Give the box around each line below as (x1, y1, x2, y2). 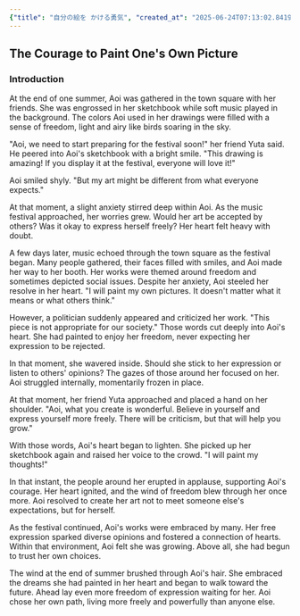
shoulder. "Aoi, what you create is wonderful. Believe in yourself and (9, 404, 261, 415)
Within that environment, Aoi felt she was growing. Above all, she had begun (9, 541, 290, 552)
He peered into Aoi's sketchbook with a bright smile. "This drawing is (9, 148, 263, 159)
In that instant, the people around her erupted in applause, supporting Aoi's (9, 477, 287, 487)
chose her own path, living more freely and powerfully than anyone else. (9, 596, 276, 607)
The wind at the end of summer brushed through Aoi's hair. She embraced (9, 568, 283, 579)
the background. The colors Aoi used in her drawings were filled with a (9, 112, 270, 123)
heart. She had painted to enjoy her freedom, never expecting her (9, 331, 251, 342)
